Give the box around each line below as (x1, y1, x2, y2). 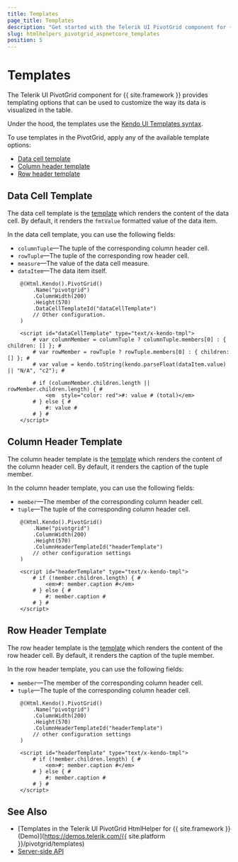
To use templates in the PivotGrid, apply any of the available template (7, 133, 210, 142)
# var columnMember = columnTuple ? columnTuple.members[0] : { (33, 336, 227, 343)
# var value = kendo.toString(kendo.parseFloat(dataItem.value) (33, 361, 227, 368)
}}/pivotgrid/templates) (17, 839, 85, 848)
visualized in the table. (7, 106, 73, 114)
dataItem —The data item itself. (17, 267, 108, 275)
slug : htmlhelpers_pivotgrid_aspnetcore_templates (7, 30, 160, 38)
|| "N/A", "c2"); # (7, 366, 65, 374)
